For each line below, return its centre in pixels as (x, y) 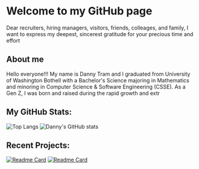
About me (25, 59)
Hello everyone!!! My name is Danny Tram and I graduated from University (98, 74)
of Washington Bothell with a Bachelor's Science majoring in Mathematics (98, 80)
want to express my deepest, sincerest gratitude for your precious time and (100, 34)
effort (13, 40)
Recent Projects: (38, 145)
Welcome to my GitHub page (79, 11)
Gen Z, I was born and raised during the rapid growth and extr (83, 93)
